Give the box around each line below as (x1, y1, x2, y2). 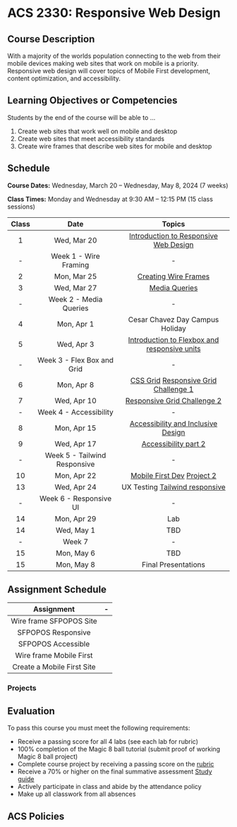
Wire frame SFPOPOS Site (11, 616, 97, 626)
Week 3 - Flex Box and (37, 355, 114, 365)
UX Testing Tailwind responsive (121, 482, 226, 491)
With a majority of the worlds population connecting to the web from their (7, 51, 221, 60)
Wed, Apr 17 (54, 439, 97, 448)
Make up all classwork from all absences (17, 790, 136, 798)
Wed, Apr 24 (54, 482, 97, 491)
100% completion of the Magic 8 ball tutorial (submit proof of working (17, 745, 221, 754)
